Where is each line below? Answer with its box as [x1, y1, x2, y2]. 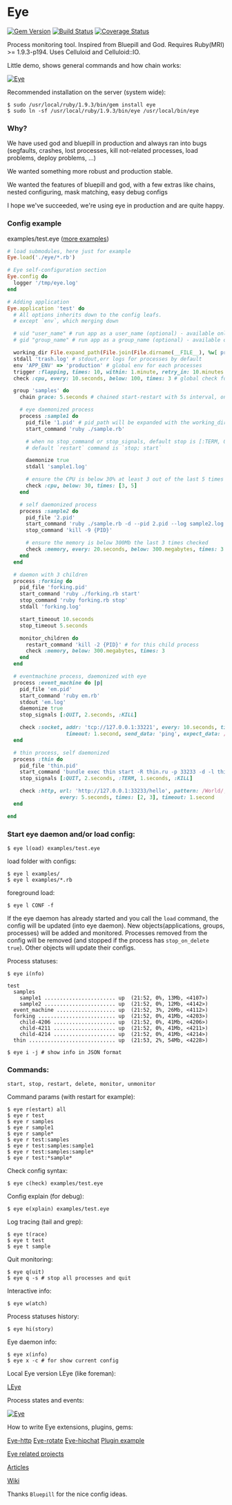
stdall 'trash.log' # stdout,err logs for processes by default [13, 356, 202, 362]
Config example [7, 219, 62, 228]
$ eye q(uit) [7, 1268, 45, 1276]
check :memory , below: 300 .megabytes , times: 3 [25, 647, 166, 654]
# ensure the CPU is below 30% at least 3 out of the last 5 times [25, 476, 224, 483]
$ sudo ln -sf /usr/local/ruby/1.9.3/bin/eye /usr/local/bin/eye [7, 107, 199, 114]
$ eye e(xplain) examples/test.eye [7, 1206, 110, 1212]
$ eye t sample [7, 1243, 51, 1250]
